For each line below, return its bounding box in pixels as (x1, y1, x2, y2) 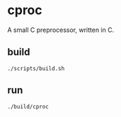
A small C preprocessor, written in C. (7, 26, 115, 34)
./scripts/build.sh (7, 65, 65, 72)
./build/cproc (7, 103, 50, 110)
